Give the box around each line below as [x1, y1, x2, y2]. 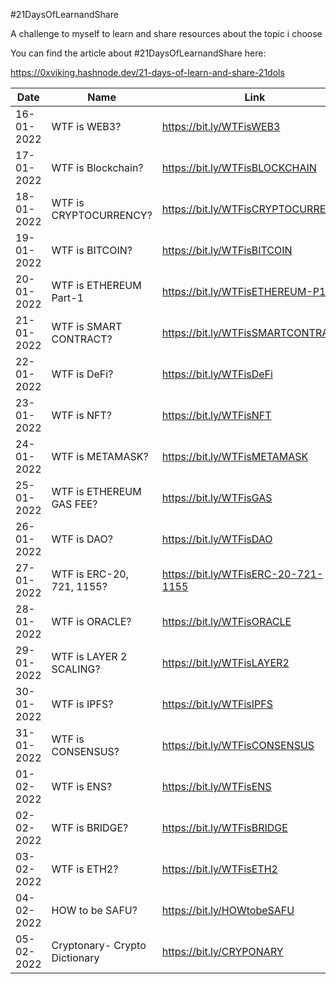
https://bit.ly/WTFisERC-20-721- [161, 567, 324, 581]
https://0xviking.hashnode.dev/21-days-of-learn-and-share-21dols [10, 67, 285, 78]
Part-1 [51, 291, 84, 304]
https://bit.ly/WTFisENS [161, 780, 272, 793]
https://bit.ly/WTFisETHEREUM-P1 [161, 285, 327, 298]
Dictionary [51, 951, 100, 964]
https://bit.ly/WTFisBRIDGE [161, 821, 288, 834]
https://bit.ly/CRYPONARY [161, 945, 284, 958]
